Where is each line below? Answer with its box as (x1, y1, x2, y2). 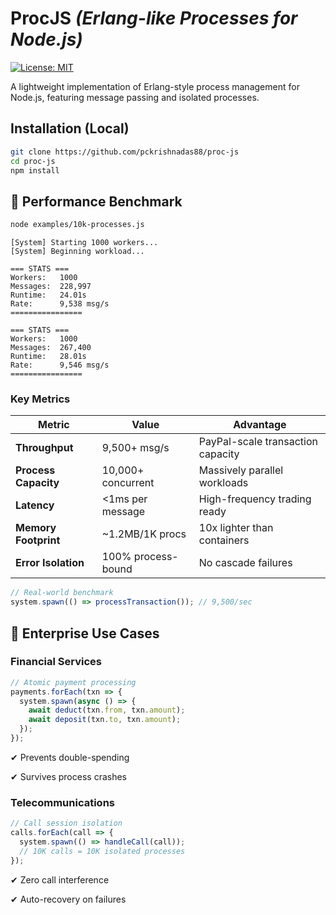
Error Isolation (15, 556, 85, 570)
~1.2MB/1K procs (101, 527, 187, 541)
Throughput (15, 441, 74, 455)
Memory (15, 521, 57, 535)
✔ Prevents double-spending (10, 751, 130, 763)
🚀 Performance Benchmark (10, 193, 183, 210)
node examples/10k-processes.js (10, 220, 145, 230)
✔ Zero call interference (10, 873, 110, 886)
